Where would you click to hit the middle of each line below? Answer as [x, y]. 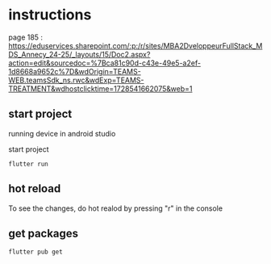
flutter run [28, 164]
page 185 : [25, 37]
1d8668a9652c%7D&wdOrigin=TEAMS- [75, 71]
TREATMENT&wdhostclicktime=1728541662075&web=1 [100, 88]
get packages [44, 233]
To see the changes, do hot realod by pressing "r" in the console [116, 208]
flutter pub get [35, 252]
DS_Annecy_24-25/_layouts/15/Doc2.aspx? [79, 54]
